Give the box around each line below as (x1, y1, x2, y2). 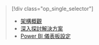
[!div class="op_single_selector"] (11, 5, 94, 12)
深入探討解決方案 (20, 25, 63, 32)
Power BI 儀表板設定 (20, 32, 71, 40)
